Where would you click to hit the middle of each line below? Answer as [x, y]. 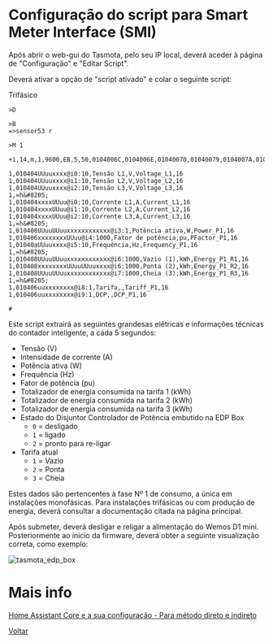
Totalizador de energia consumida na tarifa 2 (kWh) [106, 400]
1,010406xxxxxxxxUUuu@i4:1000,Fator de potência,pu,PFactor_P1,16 [123, 237]
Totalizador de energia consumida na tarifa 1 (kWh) [106, 391]
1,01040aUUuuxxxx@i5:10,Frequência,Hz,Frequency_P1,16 [103, 245]
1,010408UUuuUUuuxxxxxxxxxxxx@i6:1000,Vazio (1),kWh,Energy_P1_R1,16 [129, 259]
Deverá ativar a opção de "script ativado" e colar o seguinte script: [120, 79]
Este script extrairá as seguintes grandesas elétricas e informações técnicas [136, 324]
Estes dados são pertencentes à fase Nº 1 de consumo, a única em [121, 493]
